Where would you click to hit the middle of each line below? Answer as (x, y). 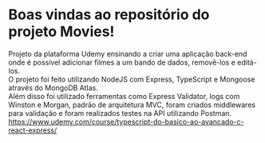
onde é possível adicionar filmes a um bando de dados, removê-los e (122, 62)
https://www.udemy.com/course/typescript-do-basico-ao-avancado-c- (127, 121)
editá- (247, 62)
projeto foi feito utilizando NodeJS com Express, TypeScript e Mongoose (135, 79)
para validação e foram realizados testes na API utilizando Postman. (120, 113)
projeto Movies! (61, 32)
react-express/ (33, 130)
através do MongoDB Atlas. (53, 87)
